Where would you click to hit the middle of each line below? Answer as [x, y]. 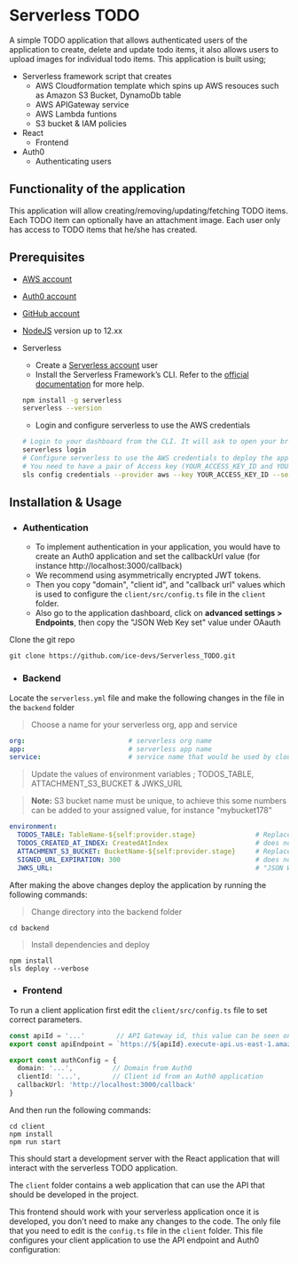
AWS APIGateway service [82, 104]
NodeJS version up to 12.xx [72, 331]
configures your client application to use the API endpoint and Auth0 [134, 1240]
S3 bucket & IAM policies [81, 123]
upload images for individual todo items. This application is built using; [137, 59]
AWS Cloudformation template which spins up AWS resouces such [157, 85]
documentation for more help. [90, 384]
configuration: [35, 1249]
